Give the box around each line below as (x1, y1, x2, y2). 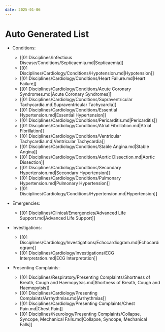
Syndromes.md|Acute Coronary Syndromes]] (19, 91, 112, 97)
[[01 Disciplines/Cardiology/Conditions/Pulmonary (19, 175, 121, 181)
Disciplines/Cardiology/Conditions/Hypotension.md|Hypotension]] (19, 70, 154, 76)
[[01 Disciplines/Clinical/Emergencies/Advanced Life (19, 210, 126, 216)
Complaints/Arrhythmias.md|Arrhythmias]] (19, 295, 106, 301)
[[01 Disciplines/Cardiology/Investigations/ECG (19, 250, 115, 256)
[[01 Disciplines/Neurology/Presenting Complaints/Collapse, (19, 311, 141, 317)
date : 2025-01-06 (5, 7, 41, 12)
